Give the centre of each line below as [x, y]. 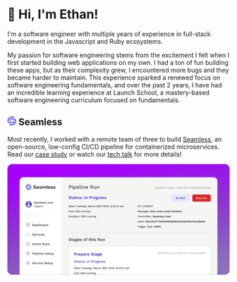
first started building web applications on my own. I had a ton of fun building [118, 62]
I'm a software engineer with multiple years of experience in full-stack [109, 34]
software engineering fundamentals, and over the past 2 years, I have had [115, 85]
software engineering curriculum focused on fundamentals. [94, 100]
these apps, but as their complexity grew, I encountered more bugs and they [118, 70]
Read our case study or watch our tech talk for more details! [95, 154]
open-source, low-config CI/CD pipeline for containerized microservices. [114, 147]
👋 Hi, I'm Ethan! [53, 14]
